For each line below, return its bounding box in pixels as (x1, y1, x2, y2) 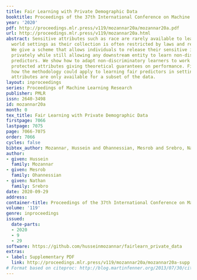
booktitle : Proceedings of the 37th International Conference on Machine (6, 14, 191, 20)
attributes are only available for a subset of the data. (11, 74, 157, 80)
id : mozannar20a (6, 101, 46, 107)
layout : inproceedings (6, 80, 62, 86)
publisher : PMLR (6, 90, 46, 96)
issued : (6, 216, 25, 222)
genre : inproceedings (6, 211, 59, 217)
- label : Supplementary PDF (6, 254, 75, 260)
